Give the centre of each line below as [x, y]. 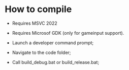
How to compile [38, 9]
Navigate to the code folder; [41, 52]
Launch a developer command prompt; [53, 43]
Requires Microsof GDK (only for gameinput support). [68, 33]
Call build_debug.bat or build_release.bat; [56, 62]
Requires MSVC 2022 [35, 23]
